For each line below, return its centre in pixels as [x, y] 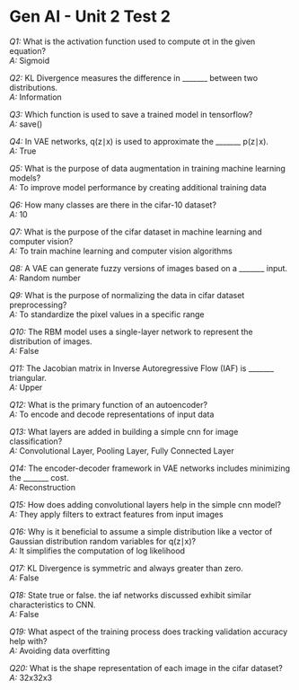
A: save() [26, 124]
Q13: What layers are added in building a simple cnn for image [124, 431]
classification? [36, 441]
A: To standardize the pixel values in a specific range [107, 314]
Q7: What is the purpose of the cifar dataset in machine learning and [136, 232]
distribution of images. [51, 341]
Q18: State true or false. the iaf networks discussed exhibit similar [130, 595]
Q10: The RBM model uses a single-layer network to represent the [131, 332]
